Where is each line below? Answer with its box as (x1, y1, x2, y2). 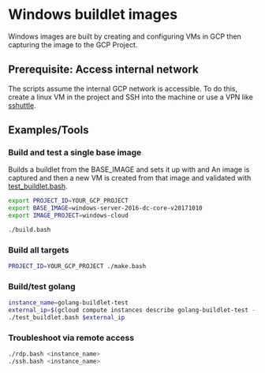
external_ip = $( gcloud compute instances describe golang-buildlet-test (8, 306, 248, 315)
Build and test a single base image (8, 147, 142, 159)
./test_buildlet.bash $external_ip (8, 314, 125, 322)
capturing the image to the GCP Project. (8, 39, 138, 49)
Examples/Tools (8, 124, 89, 137)
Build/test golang (8, 282, 76, 293)
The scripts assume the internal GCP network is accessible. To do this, (8, 84, 238, 93)
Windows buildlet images (8, 6, 178, 24)
